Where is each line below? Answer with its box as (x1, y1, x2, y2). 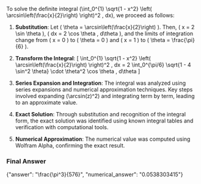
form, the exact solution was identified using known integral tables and (15, 117, 194, 124)
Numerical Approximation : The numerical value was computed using (15, 135, 191, 143)
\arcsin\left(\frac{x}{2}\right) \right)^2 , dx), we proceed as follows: (6, 12, 175, 19)
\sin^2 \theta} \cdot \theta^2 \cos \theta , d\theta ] (15, 68, 141, 75)
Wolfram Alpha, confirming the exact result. (15, 142, 125, 149)
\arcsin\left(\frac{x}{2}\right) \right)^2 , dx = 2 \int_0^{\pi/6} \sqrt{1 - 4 (15, 61, 191, 68)
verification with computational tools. (15, 124, 109, 130)
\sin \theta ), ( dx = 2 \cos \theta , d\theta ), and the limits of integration (15, 30, 194, 37)
